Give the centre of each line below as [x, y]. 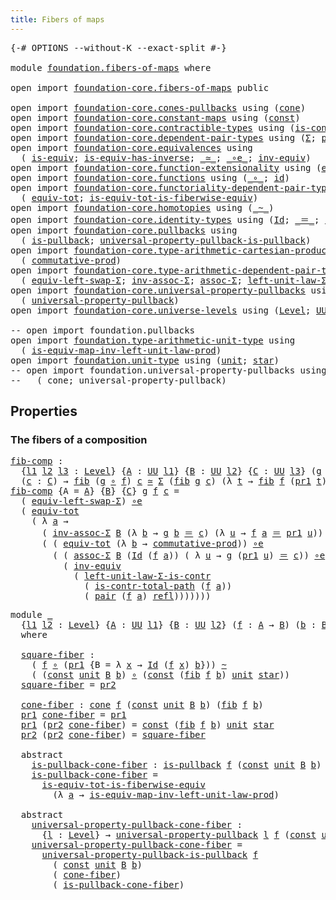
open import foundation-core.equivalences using [131, 147]
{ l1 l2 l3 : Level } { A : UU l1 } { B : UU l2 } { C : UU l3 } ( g [171, 471]
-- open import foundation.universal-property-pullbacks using [168, 370]
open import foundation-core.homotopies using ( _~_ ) [142, 207]
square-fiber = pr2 [68, 685]
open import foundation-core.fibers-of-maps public [140, 87]
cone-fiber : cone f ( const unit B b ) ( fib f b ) [142, 705]
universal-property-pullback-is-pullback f [150, 855]
